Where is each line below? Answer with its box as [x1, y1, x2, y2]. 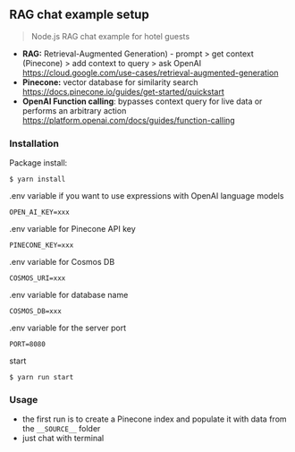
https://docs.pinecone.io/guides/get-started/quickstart [21, 86, 225, 97]
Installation [9, 137, 60, 149]
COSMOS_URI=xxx [9, 274, 66, 283]
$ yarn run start [9, 373, 74, 382]
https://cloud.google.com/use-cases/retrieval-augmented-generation [21, 67, 279, 78]
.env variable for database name [9, 290, 129, 301]
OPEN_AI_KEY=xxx [9, 208, 70, 217]
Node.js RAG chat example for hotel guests [30, 30, 190, 41]
